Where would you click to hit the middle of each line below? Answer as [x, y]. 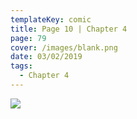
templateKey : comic [51, 19]
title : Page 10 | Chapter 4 [69, 29]
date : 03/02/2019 [46, 57]
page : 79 [28, 38]
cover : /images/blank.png [64, 47]
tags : [21, 66]
